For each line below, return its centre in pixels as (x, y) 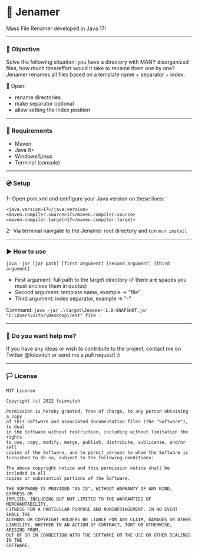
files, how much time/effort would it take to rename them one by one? (90, 68)
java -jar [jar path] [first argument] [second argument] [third (88, 264)
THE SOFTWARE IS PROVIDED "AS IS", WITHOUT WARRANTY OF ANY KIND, (89, 489)
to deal (16, 427)
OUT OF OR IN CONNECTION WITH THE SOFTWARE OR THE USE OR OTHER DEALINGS (99, 535)
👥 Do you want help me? (41, 336)
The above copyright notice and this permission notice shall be (88, 468)
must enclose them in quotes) (51, 286)
